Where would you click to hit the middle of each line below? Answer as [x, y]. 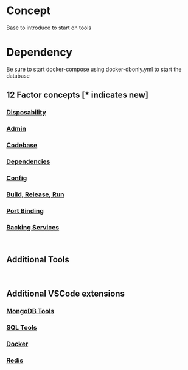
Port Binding [25, 210]
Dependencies [28, 161]
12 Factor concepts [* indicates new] [78, 95]
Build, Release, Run [36, 194]
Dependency [40, 52]
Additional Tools [38, 260]
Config [17, 178]
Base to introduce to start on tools [49, 28]
